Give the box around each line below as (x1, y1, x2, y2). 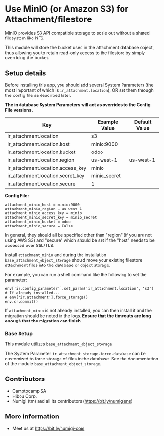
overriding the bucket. (5, 55, 50, 60)
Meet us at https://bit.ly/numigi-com (12, 425, 85, 431)
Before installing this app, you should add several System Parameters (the (5, 82, 154, 88)
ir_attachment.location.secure (7, 180, 76, 187)
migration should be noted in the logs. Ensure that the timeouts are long (5, 313, 151, 319)
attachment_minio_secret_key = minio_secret (5, 215, 97, 220)
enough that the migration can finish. (5, 318, 82, 323)
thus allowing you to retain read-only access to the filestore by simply (5, 50, 145, 56)
